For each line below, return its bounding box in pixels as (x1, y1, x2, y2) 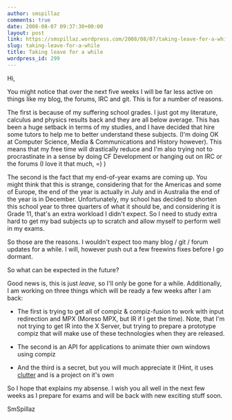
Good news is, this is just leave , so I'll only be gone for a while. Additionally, (7, 279, 222, 287)
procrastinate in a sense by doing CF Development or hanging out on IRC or (7, 152, 223, 160)
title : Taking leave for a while (7, 49, 104, 56)
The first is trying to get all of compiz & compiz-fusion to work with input (17, 307, 224, 315)
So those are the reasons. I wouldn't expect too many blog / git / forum (7, 238, 209, 246)
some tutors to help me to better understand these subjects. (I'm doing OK (7, 130, 219, 138)
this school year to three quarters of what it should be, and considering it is (7, 202, 221, 211)
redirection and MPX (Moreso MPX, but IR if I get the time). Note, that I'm (17, 314, 225, 323)
